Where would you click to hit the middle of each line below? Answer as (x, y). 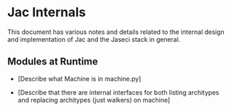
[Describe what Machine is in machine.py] (79, 78)
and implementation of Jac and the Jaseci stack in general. (94, 39)
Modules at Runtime (53, 62)
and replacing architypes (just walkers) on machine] (94, 100)
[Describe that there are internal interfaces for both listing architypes (118, 92)
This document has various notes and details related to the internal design (116, 32)
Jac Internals (47, 12)
